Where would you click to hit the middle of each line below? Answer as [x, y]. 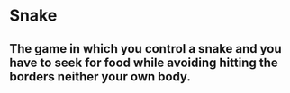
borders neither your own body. [100, 76]
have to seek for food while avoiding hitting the [144, 62]
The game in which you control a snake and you [145, 49]
